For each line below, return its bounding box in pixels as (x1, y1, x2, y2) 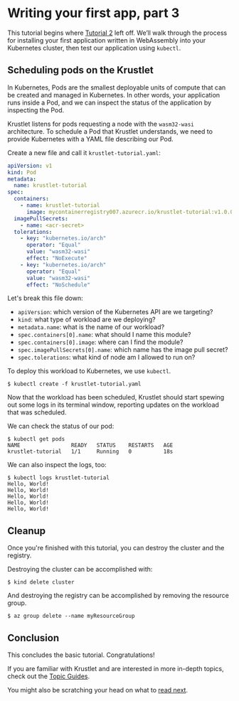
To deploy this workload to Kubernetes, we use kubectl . (7, 367, 171, 375)
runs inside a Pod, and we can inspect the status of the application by (7, 98, 212, 107)
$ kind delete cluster (7, 579, 75, 586)
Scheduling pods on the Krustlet (7, 64, 154, 76)
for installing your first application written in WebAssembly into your (7, 36, 206, 44)
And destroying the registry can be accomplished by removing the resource (7, 592, 230, 600)
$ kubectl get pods (7, 436, 65, 443)
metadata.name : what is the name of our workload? (17, 323, 165, 331)
